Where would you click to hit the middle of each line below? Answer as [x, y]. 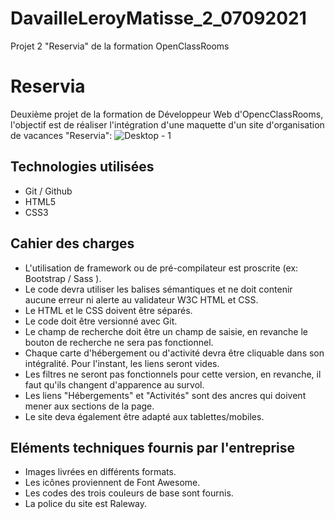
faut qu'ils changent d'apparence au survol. [114, 384]
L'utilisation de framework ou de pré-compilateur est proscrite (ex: [161, 268]
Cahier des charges [72, 243]
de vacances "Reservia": [61, 135]
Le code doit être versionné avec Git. [101, 321]
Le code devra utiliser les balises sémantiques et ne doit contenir [158, 289]
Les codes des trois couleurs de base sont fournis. [129, 493]
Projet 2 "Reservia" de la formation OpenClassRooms [120, 46]
